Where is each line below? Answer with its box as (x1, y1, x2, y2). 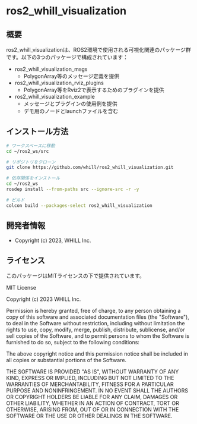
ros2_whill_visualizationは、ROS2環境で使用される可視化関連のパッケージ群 (6, 46, 191, 53)
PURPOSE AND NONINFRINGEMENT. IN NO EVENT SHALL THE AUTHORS (6, 387, 189, 394)
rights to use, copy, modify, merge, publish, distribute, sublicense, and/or (6, 326, 185, 334)
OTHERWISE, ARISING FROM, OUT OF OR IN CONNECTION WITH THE (6, 406, 179, 413)
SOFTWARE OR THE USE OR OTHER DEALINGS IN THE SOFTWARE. (6, 412, 173, 420)
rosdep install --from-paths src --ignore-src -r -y (6, 186, 139, 193)
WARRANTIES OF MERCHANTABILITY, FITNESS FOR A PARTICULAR (6, 381, 174, 388)
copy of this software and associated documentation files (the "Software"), (6, 313, 190, 321)
